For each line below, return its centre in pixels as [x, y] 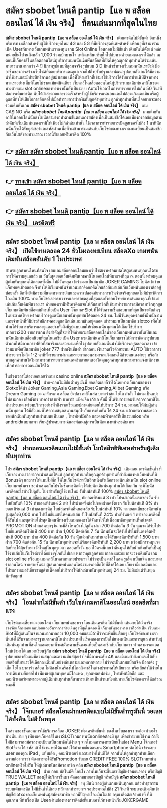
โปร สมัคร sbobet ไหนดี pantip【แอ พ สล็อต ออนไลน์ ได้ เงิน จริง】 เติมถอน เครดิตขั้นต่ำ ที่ [83, 469]
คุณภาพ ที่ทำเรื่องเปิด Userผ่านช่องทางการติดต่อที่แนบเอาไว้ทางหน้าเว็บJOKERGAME [77, 800]
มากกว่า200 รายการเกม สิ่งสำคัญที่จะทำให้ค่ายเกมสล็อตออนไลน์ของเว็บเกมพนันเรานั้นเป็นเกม [82, 332]
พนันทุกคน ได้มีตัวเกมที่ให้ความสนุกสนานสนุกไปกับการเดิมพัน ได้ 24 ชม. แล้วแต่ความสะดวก [81, 410]
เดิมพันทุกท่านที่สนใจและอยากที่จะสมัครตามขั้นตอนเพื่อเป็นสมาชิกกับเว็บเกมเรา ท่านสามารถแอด [83, 644]
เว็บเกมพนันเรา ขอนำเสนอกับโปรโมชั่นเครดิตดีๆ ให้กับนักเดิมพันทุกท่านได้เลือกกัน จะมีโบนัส [80, 485]
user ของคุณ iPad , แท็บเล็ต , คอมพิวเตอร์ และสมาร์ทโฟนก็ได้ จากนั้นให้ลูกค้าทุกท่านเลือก [80, 753]
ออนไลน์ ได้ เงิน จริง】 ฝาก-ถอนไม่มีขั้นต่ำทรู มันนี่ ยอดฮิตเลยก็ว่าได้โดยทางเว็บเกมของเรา [78, 382]
